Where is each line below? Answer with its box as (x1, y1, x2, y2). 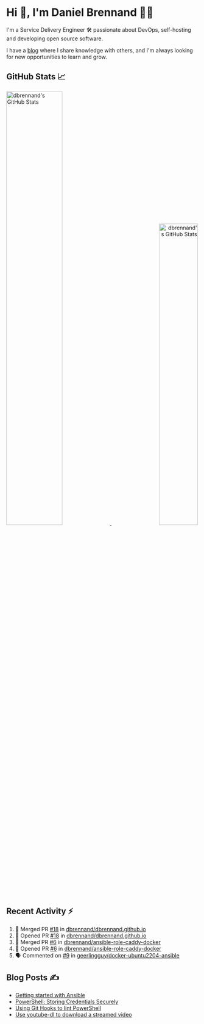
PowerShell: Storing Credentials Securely (15, 998, 119, 1006)
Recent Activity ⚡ (6, 906, 74, 917)
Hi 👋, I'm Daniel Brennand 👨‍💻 (6, 5, 154, 20)
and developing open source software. (6, 35, 104, 42)
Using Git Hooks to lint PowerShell (15, 1004, 102, 1012)
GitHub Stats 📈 (6, 71, 66, 82)
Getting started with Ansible (15, 992, 85, 999)
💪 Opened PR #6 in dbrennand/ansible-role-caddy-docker (15, 945, 161, 952)
